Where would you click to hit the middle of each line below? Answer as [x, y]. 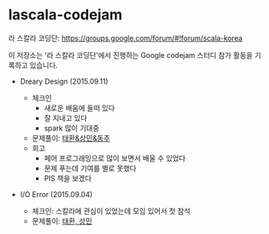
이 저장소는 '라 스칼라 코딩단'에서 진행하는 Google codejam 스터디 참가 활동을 [130, 55]
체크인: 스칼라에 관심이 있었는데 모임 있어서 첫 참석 [111, 211]
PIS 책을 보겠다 [68, 178]
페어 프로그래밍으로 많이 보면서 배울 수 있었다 [115, 158]
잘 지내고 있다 [65, 117]
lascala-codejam [65, 15]
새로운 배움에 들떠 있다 [79, 108]
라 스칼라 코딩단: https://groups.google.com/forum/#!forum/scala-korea [126, 38]
